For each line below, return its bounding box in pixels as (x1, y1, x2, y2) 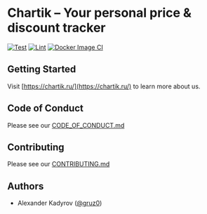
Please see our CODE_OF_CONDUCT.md (7, 121, 125, 129)
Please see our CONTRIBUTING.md (7, 160, 110, 168)
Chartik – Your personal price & (7, 5, 192, 21)
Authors (7, 180, 44, 192)
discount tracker (7, 20, 107, 36)
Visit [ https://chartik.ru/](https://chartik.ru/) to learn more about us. (7, 82, 201, 91)
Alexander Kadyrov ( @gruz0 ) (17, 199, 102, 208)
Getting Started (7, 63, 76, 75)
